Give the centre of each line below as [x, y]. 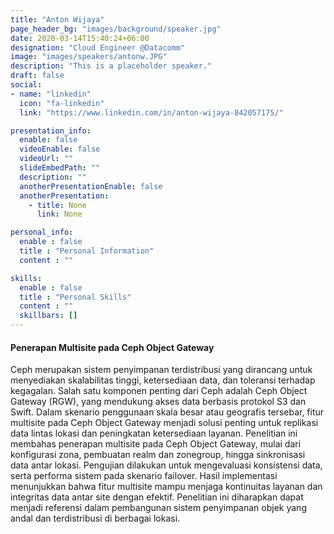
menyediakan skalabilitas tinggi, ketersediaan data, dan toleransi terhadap [163, 380]
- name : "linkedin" [51, 94]
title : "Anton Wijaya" [57, 19]
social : [26, 85]
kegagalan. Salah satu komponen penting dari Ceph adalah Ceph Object [159, 391]
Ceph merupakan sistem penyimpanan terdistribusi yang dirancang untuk [161, 370]
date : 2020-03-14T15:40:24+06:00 [80, 38]
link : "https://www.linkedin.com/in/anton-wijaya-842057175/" [151, 112]
